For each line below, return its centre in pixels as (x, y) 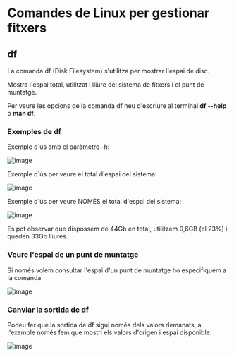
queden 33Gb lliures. (38, 236)
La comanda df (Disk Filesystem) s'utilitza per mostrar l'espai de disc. (109, 71)
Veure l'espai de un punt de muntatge (73, 255)
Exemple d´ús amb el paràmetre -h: (58, 147)
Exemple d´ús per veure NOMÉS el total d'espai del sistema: (94, 202)
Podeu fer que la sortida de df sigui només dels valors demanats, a (105, 325)
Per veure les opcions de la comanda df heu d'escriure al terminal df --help (117, 106)
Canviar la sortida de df (48, 310)
